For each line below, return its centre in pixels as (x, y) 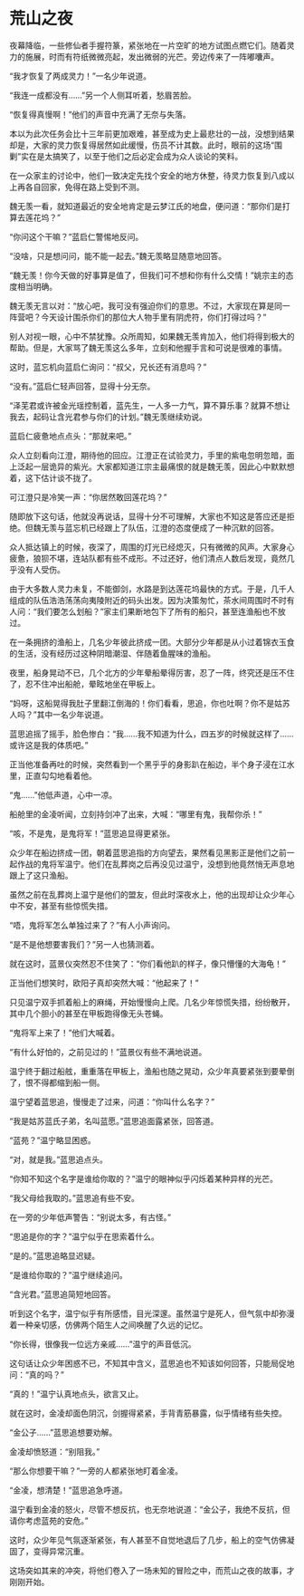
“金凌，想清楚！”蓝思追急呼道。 (69, 1490)
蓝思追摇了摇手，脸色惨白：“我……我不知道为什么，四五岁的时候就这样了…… (152, 734)
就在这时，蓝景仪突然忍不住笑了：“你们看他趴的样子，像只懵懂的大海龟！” (148, 963)
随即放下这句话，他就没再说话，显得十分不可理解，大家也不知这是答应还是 (148, 516)
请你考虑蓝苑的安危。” (49, 1520)
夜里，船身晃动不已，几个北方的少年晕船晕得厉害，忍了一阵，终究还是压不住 (152, 672)
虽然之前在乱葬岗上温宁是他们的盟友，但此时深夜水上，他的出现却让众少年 (148, 894)
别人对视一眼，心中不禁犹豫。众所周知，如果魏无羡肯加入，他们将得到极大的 (152, 336)
